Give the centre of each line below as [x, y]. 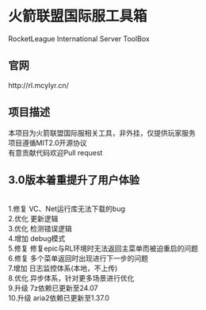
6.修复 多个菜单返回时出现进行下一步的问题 [78, 258]
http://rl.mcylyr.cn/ [39, 85]
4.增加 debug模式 [37, 239]
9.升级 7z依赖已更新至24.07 [53, 288]
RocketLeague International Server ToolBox [79, 38]
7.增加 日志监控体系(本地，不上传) [63, 268]
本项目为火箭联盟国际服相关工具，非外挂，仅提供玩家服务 [102, 132]
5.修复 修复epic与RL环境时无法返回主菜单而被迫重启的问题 [103, 249]
